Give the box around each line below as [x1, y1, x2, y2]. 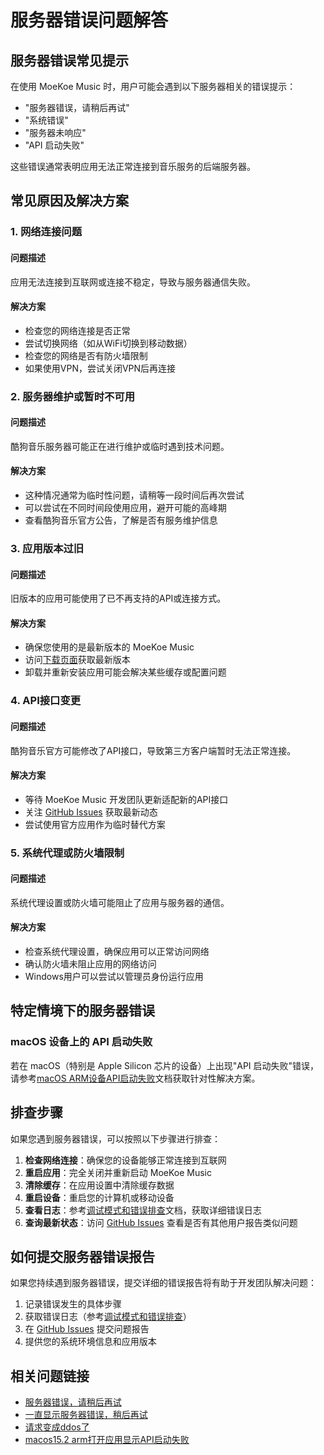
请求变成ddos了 [24, 1421, 90, 1433]
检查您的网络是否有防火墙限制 [24, 349, 148, 361]
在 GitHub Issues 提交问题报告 [24, 1323, 150, 1335]
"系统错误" [24, 114, 69, 126]
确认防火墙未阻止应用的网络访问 [24, 958, 157, 970]
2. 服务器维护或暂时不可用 [10, 389, 136, 403]
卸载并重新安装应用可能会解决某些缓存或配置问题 [24, 666, 227, 678]
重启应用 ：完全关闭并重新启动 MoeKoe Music [24, 1166, 212, 1178]
